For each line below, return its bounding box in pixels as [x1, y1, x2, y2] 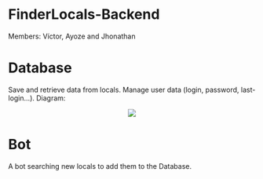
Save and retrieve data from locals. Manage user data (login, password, [8, 85, 239, 94]
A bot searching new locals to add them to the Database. [8, 161, 192, 170]
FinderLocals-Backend [8, 5, 160, 24]
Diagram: [36, 93, 66, 103]
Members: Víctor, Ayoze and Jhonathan [8, 31, 136, 41]
